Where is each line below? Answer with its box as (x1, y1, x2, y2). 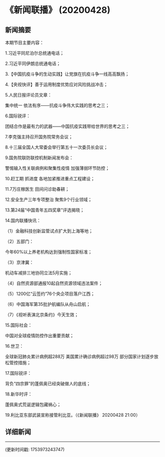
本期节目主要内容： (5, 40, 44, 45)
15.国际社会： (5, 322, 32, 328)
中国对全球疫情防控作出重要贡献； (5, 333, 74, 338)
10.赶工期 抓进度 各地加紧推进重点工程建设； (5, 176, 95, 181)
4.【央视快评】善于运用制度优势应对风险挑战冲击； (5, 82, 108, 87)
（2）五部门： (5, 238, 34, 244)
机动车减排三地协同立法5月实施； (5, 270, 73, 276)
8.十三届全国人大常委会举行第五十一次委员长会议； (5, 144, 108, 150)
